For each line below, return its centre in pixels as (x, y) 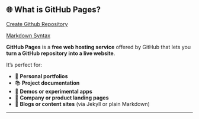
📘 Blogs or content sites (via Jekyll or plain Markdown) (82, 104)
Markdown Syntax (28, 36)
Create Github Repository (37, 24)
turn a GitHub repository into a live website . (61, 53)
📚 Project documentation (47, 83)
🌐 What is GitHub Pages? (53, 10)
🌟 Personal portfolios (41, 76)
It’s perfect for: (24, 65)
